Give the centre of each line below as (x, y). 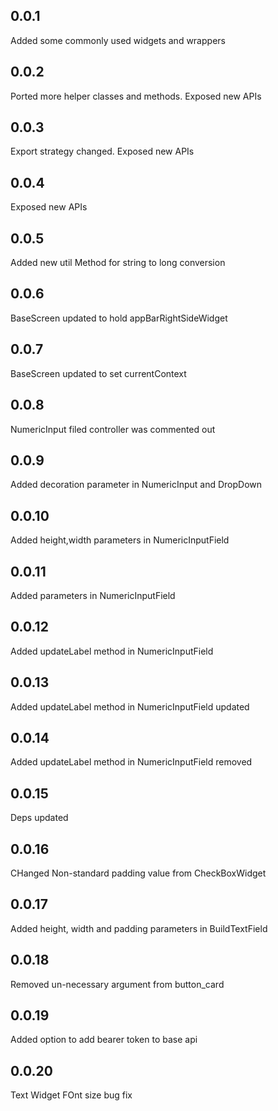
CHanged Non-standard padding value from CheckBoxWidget (138, 873)
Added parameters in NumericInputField (93, 595)
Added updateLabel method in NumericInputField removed (131, 762)
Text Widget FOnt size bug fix (71, 1095)
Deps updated (39, 818)
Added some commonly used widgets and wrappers (118, 40)
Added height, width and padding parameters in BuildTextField (139, 928)
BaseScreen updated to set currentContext (98, 373)
